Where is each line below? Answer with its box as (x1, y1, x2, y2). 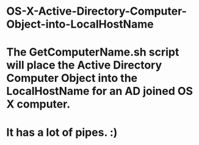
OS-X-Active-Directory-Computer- (6, 4, 187, 18)
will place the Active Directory (6, 58, 162, 72)
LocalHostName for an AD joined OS (6, 84, 194, 99)
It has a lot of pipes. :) (6, 125, 118, 139)
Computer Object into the (6, 72, 138, 85)
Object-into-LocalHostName (6, 17, 154, 31)
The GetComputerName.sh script (6, 45, 179, 59)
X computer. (6, 97, 71, 111)
